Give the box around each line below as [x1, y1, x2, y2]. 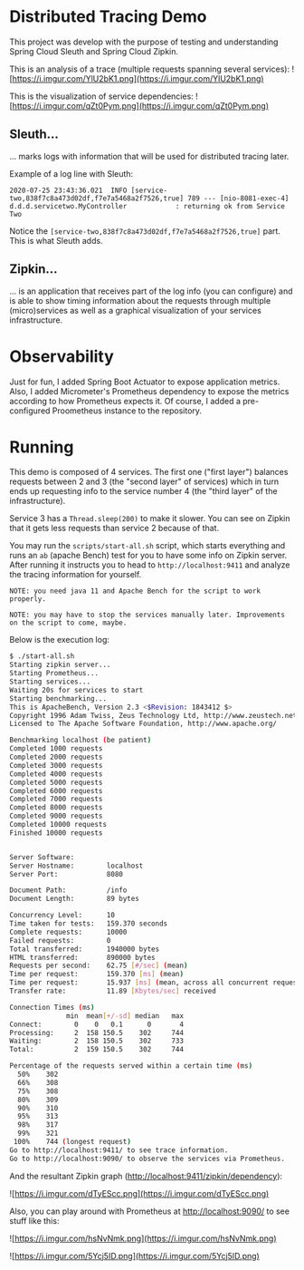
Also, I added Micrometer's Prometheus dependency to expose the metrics [9, 385, 290, 396]
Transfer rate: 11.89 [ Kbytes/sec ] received [9, 986, 217, 996]
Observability [9, 346, 115, 366]
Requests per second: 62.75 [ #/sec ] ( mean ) [9, 961, 188, 971]
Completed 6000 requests [9, 786, 103, 795]
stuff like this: [9, 1215, 60, 1226]
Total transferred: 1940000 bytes [9, 945, 160, 954]
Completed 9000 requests [9, 811, 103, 821]
